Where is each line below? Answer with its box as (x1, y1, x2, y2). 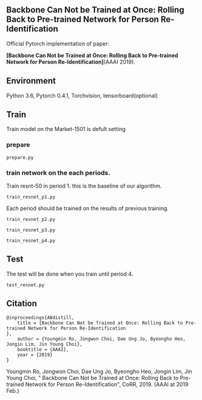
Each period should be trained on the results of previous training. (6, 205, 169, 212)
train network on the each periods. (6, 168, 110, 177)
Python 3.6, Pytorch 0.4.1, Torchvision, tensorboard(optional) (6, 92, 158, 99)
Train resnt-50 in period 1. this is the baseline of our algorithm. (6, 182, 162, 190)
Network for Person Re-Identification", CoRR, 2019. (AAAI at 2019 (25, 381, 189, 388)
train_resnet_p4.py (6, 238, 56, 244)
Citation (6, 299, 38, 309)
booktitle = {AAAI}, (17, 346, 69, 353)
